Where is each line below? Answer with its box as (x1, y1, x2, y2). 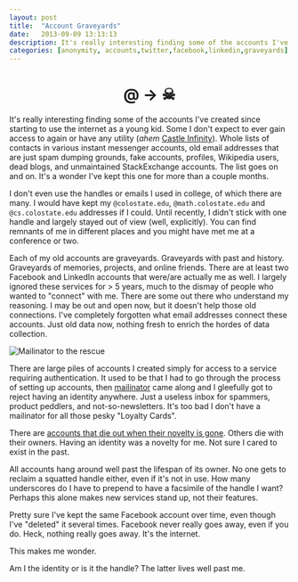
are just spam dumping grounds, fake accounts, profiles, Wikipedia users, (9, 152, 279, 163)
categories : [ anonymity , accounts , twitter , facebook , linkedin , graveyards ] (9, 46, 289, 55)
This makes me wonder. (9, 545, 97, 557)
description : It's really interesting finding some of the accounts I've (9, 37, 289, 47)
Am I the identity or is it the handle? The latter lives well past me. (9, 563, 246, 574)
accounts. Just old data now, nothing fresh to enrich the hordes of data (9, 319, 270, 330)
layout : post (9, 12, 58, 22)
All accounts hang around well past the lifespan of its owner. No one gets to (9, 464, 286, 475)
